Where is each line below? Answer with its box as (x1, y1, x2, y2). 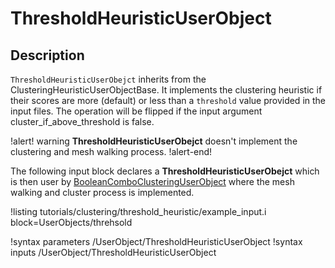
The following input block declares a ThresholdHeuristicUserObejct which (10, 165, 320, 177)
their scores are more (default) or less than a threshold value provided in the (10, 95, 327, 106)
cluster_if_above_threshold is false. (10, 116, 155, 127)
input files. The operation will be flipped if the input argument (10, 105, 263, 117)
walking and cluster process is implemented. (10, 187, 195, 198)
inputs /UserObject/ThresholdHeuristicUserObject (10, 247, 217, 258)
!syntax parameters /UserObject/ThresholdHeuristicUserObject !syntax (10, 236, 303, 247)
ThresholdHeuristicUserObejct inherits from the (10, 73, 207, 85)
